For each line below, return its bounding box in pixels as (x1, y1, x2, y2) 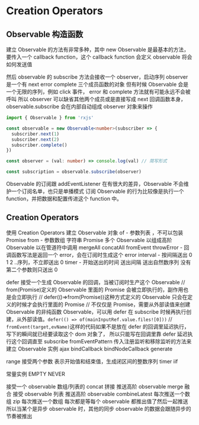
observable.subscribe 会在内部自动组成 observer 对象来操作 (6, 103, 153, 110)
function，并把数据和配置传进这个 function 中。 (6, 195, 123, 202)
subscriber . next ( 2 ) (11, 136, 60, 143)
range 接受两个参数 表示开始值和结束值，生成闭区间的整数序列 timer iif (6, 358, 178, 365)
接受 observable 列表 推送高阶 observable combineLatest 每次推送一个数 (12, 390, 191, 397)
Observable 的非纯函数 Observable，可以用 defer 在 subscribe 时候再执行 (6, 308, 187, 315)
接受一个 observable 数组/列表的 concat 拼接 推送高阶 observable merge (6, 383, 184, 390)
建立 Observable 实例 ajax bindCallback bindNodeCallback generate (6, 345, 173, 352)
